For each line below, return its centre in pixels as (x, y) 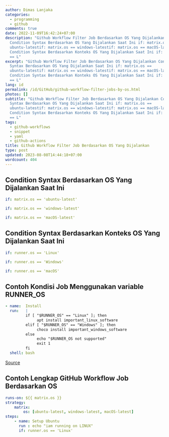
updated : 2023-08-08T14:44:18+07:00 (44, 155)
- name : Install (23, 306)
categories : (18, 15)
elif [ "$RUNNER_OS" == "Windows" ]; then (70, 325)
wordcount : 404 (21, 160)
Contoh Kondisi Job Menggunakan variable (74, 287)
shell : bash (22, 353)
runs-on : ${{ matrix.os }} (33, 398)
